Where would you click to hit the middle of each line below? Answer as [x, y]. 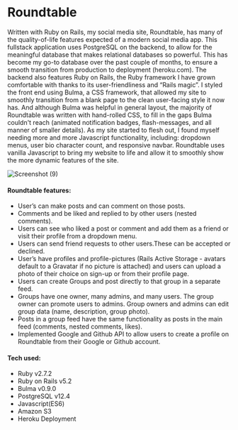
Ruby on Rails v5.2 [45, 381]
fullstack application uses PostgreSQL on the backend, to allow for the [110, 47]
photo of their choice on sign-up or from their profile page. [103, 274]
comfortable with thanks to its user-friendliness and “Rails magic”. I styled [115, 84]
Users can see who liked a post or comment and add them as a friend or [123, 228]
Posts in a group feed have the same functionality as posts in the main [120, 319]
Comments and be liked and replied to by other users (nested [107, 214]
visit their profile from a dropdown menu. [77, 236]
